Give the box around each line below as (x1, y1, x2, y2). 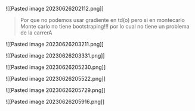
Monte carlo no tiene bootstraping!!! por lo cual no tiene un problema (20, 23, 190, 30)
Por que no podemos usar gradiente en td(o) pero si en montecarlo (20, 17, 185, 23)
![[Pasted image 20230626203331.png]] (5, 52, 105, 59)
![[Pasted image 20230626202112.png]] (5, 5, 104, 12)
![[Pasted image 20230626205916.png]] (5, 98, 105, 105)
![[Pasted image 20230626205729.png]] (5, 87, 106, 94)
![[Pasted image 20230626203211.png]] (5, 41, 104, 47)
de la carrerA (20, 29, 52, 36)
